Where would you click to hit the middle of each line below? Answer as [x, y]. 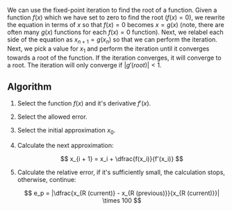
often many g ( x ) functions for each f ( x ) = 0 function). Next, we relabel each [115, 32]
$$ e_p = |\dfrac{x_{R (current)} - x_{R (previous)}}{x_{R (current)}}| [122, 193]
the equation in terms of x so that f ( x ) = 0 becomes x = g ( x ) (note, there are [116, 25]
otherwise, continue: [47, 180]
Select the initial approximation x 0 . [66, 131]
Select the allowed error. [52, 117]
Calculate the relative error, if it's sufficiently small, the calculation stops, [121, 172]
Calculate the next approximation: [65, 146]
